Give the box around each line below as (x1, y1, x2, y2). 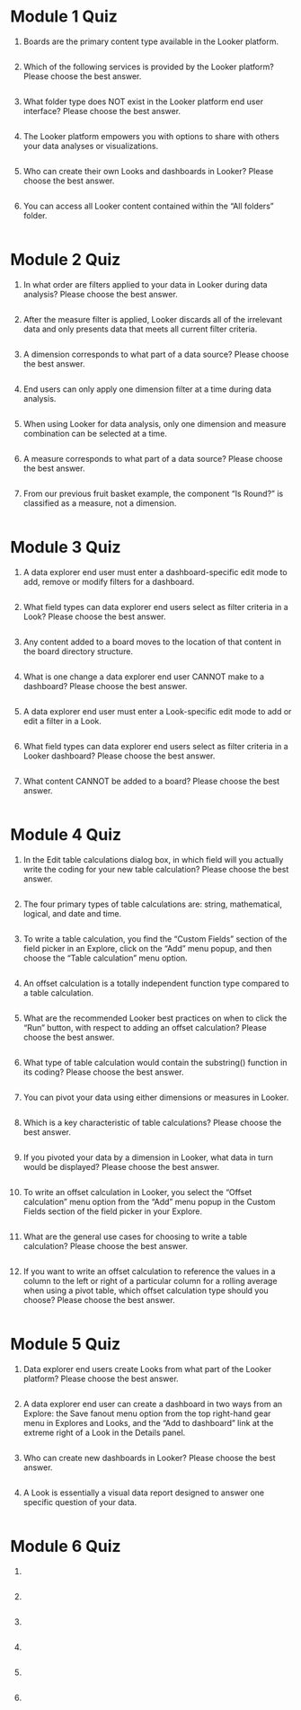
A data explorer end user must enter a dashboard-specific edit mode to (22, 566, 288, 577)
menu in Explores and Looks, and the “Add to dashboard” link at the (22, 1417, 274, 1428)
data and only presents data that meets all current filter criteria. (22, 323, 258, 334)
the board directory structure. (22, 645, 134, 657)
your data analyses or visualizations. (22, 140, 159, 151)
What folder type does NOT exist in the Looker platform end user (22, 96, 264, 107)
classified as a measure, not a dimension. (22, 497, 177, 509)
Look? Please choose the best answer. (22, 611, 166, 622)
